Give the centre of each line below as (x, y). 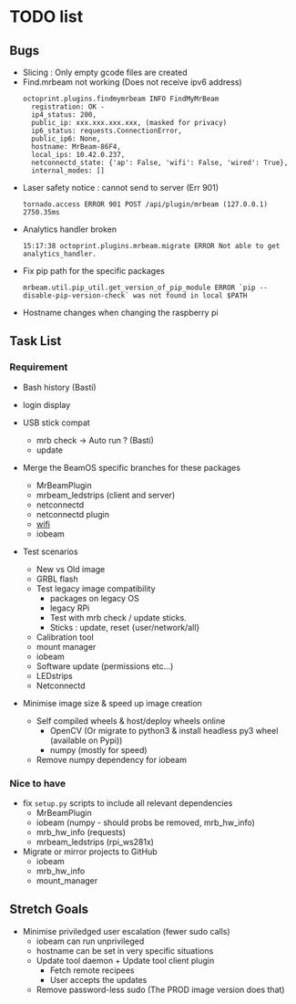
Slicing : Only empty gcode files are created (105, 72)
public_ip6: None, (66, 139)
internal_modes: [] (68, 171)
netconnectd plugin (73, 514)
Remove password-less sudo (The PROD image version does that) (160, 989)
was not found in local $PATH (190, 296)
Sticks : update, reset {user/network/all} (125, 627)
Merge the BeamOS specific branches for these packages (132, 467)
